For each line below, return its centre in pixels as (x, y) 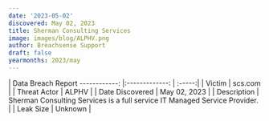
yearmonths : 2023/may (45, 61)
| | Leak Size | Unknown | (50, 108)
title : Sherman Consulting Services (69, 30)
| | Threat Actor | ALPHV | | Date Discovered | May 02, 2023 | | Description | (134, 91)
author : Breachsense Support (57, 46)
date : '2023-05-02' (41, 16)
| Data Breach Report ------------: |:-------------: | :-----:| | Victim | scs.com (134, 83)
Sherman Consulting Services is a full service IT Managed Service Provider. (133, 100)
